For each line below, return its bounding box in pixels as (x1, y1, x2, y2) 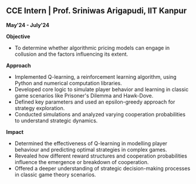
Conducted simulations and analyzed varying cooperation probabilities (14, 111, 186, 118)
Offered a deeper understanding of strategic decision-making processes (14, 165, 191, 172)
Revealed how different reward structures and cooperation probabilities (14, 152, 188, 159)
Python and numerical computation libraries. (14, 79, 122, 86)
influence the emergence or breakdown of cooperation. (14, 158, 149, 165)
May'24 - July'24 (6, 21, 50, 28)
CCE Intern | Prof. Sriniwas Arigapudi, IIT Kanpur (6, 6, 187, 16)
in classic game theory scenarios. (14, 171, 96, 178)
